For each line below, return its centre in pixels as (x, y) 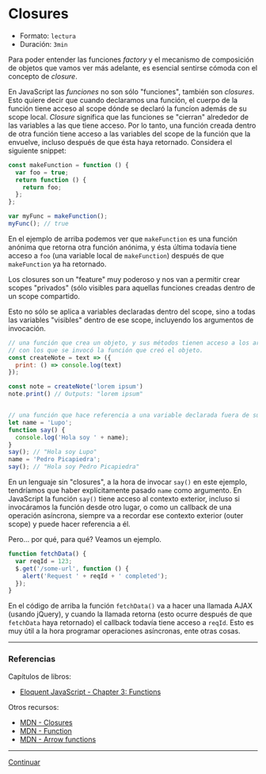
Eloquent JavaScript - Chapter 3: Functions (90, 692)
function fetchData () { (47, 554)
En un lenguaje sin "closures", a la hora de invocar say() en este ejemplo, (128, 482)
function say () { (37, 430)
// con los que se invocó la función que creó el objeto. (106, 350)
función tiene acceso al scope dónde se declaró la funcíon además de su (127, 109)
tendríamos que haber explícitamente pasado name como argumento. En (125, 490)
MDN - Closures (46, 723)
